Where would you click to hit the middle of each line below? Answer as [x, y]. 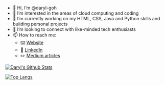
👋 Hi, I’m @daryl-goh [35, 8]
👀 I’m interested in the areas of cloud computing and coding [76, 13]
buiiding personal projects [40, 24]
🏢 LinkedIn [31, 50]
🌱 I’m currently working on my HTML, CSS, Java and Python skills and [86, 18]
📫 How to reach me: [34, 35]
